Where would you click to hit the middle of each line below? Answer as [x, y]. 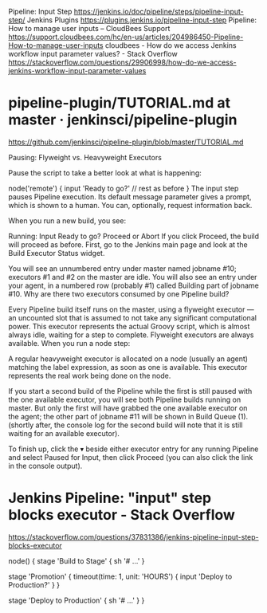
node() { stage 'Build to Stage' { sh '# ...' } [77, 560]
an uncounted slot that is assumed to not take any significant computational [133, 317]
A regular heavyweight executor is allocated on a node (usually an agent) [128, 359]
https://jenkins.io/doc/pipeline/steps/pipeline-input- [159, 12]
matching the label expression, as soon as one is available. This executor [128, 367]
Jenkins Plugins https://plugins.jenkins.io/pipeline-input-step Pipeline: [142, 20]
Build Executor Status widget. [57, 253]
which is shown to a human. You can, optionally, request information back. [130, 205]
